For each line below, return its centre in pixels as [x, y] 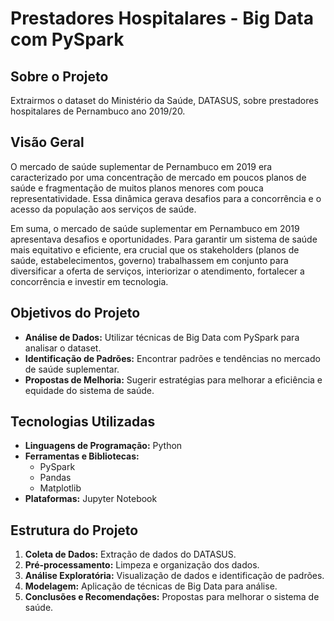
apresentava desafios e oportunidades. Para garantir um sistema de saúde [164, 239]
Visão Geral [47, 142]
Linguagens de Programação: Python [103, 446]
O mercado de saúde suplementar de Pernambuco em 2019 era [141, 166]
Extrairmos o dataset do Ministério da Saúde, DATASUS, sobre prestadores [164, 100]
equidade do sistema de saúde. [89, 390]
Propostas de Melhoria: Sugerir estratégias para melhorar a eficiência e [173, 379]
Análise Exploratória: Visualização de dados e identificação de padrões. [174, 576]
